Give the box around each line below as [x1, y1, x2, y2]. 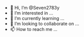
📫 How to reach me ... [10, 26, 58, 32]
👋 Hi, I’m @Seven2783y [10, 5, 60, 10]
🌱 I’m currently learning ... [10, 15, 65, 21]
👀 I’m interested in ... [10, 10, 53, 16]
